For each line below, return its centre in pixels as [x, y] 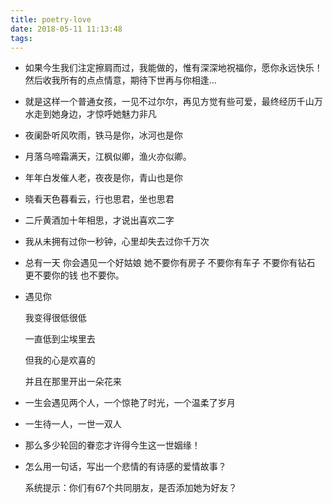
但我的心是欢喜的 [60, 360]
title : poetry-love [51, 19]
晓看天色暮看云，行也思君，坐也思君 [99, 199]
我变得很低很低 [55, 318]
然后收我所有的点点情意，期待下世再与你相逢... [120, 80]
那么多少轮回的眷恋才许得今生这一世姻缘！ [112, 445]
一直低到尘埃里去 [60, 339]
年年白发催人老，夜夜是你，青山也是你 [103, 178]
